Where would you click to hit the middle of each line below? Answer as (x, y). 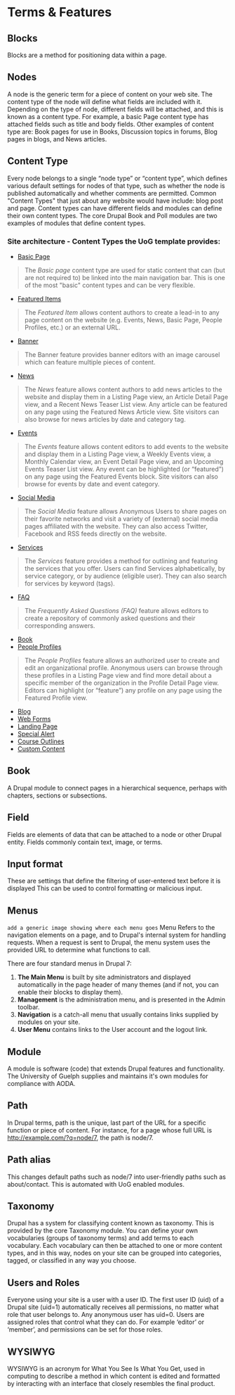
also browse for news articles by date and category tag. (105, 419)
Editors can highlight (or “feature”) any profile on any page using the (123, 690)
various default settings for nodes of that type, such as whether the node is (116, 185)
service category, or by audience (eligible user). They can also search (125, 576)
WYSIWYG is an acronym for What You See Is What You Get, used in (106, 1369)
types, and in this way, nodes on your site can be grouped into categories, (114, 1253)
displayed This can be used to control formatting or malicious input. (105, 888)
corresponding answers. (60, 625)
